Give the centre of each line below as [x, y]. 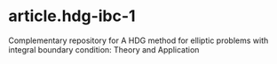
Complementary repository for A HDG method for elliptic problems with [138, 40]
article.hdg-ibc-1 [72, 16]
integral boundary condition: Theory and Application [104, 49]
